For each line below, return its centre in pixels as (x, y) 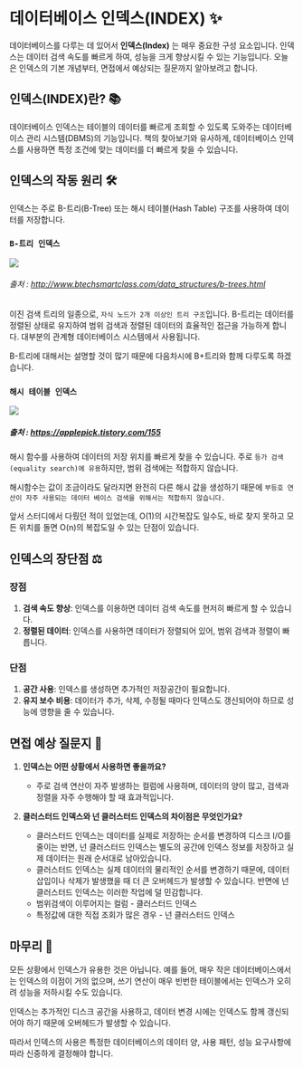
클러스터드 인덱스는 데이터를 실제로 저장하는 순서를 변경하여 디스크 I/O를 (163, 836)
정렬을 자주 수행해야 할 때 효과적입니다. (105, 797)
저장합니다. (46, 219)
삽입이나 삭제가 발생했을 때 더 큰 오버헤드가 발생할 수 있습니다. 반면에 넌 (162, 881)
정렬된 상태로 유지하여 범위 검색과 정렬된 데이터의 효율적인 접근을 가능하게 (140, 326)
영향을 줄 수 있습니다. (77, 712)
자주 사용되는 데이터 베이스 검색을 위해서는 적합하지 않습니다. (126, 499)
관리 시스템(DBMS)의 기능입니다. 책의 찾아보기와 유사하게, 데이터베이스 (151, 138)
